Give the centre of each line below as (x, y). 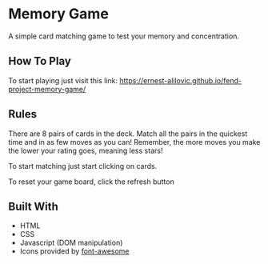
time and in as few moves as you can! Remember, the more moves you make (134, 142)
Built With (33, 206)
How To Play (40, 61)
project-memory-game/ (47, 89)
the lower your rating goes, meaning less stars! (86, 150)
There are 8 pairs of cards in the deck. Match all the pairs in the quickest (128, 134)
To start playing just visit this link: (63, 80)
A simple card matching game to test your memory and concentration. (124, 36)
